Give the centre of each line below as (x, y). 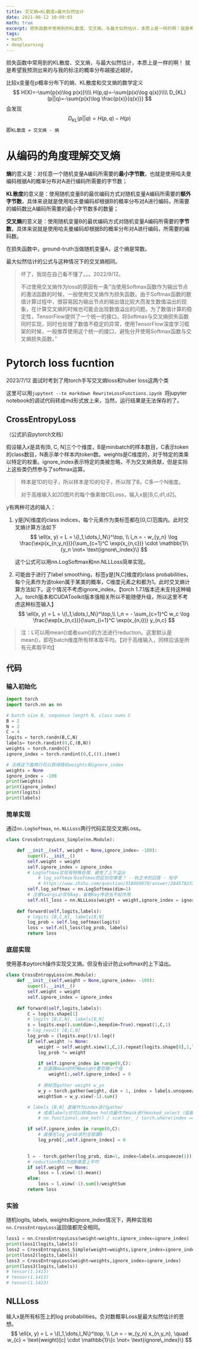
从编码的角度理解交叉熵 (63, 156)
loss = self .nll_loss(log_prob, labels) (78, 928)
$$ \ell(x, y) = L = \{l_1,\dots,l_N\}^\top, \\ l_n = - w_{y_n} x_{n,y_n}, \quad (99, 1334)
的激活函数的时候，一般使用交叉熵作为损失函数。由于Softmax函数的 (103, 294)
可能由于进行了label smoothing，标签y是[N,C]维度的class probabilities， (103, 575)
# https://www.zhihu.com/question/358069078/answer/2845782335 (117, 884)
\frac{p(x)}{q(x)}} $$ (127, 98)
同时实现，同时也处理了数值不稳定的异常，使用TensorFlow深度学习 (102, 324)
